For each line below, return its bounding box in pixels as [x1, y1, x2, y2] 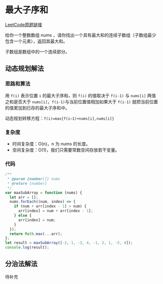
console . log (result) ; [5, 245, 50, 250]
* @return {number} [7, 181, 48, 186]
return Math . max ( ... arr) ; [9, 231, 63, 236]
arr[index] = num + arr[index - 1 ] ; [18, 208, 93, 214]
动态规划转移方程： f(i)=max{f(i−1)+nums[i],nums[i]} [5, 115, 114, 121]
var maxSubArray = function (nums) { [5, 190, 82, 195]
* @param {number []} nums [7, 176, 60, 182]
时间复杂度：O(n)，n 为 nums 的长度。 [12, 141, 91, 146]
